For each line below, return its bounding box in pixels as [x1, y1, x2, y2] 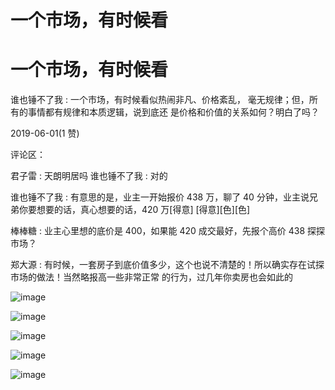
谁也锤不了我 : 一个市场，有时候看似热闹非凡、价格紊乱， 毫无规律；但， [10, 94, 310, 106]
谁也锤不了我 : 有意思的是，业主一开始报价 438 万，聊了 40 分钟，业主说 [10, 191, 310, 203]
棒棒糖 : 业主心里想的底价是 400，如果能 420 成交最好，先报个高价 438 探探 [10, 225, 326, 237]
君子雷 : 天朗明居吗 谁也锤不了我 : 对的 [10, 170, 168, 182]
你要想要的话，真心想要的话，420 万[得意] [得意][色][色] [18, 204, 251, 216]
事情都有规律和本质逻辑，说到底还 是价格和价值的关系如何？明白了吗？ [27, 106, 320, 118]
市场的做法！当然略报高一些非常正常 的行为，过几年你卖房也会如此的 [10, 271, 293, 283]
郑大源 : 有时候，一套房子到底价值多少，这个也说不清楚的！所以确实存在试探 [10, 259, 325, 271]
